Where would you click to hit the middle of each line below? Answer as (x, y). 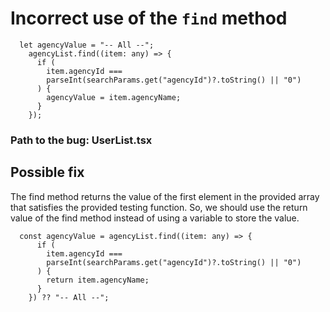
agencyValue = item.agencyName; (114, 97)
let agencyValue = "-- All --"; (87, 45)
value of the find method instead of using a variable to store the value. (155, 218)
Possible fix (47, 172)
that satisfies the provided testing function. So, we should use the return (159, 207)
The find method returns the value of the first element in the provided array (165, 196)
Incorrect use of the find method (149, 18)
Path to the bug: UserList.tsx (81, 140)
